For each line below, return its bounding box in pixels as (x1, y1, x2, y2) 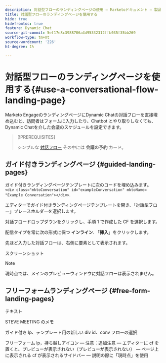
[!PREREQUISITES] (17, 134, 55, 140)
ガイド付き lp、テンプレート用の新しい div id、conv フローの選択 (5, 329, 137, 335)
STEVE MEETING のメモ (5, 319, 54, 325)
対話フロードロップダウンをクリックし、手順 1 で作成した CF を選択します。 (5, 219, 160, 225)
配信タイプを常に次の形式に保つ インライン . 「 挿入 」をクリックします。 (5, 229, 152, 236)
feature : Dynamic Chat (5, 26, 52, 31)
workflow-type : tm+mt (5, 35, 50, 40)
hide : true (5, 16, 28, 21)
